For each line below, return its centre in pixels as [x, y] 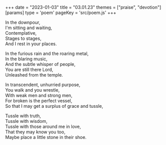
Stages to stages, [23, 38]
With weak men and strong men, [39, 95]
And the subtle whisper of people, [40, 64]
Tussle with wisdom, [26, 121]
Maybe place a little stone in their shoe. [46, 137]
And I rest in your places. [31, 44]
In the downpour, [23, 22]
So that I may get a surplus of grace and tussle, [54, 106]
